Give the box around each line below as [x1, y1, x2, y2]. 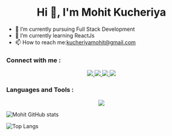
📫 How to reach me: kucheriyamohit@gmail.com [14, 39, 136, 46]
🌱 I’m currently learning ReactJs [14, 31, 95, 39]
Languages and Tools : [6, 86, 74, 94]
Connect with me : [6, 56, 62, 64]
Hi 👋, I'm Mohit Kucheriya [36, 5, 167, 19]
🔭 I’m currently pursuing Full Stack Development [14, 25, 135, 33]
